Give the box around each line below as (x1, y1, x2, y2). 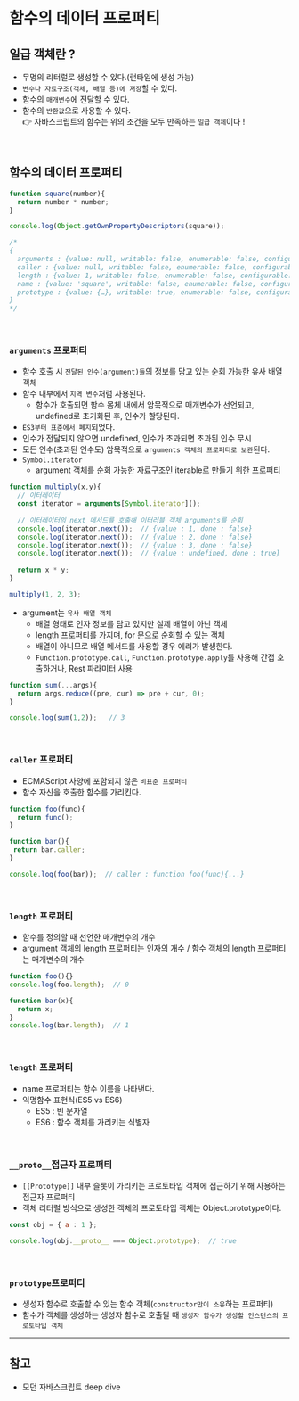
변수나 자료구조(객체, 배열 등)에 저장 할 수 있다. (21, 83, 178, 94)
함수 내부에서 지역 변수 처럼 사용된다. (21, 389, 147, 400)
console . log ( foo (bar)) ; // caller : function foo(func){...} (9, 869, 245, 878)
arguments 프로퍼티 (9, 344, 87, 357)
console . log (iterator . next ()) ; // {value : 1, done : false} (17, 523, 253, 533)
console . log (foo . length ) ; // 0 (9, 980, 129, 989)
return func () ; (17, 812, 74, 821)
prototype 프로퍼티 (9, 1276, 85, 1289)
